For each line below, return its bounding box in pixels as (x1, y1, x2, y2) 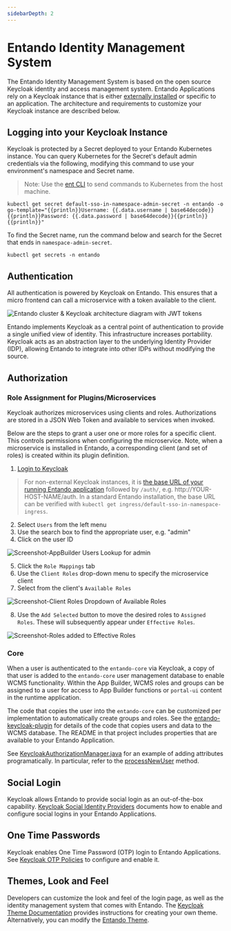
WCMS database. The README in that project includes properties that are (7, 729, 217, 737)
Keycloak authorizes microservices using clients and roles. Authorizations (7, 408, 217, 417)
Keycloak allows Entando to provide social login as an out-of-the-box (7, 794, 203, 803)
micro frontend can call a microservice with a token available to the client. (7, 296, 217, 304)
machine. (23, 188, 51, 196)
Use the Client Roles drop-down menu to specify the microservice (17, 569, 209, 577)
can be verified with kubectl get (23, 499, 117, 508)
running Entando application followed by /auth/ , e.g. (23, 485, 174, 493)
